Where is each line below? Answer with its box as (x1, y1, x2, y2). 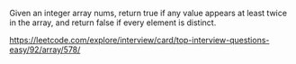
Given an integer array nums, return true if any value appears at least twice (9, 8, 288, 18)
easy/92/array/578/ (9, 44, 81, 55)
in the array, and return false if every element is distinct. (9, 17, 217, 28)
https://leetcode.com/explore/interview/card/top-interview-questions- (9, 35, 270, 45)
